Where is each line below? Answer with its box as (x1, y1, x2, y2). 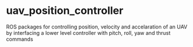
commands (6, 35, 34, 42)
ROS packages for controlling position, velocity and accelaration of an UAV (6, 23, 188, 30)
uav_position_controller (6, 4, 124, 17)
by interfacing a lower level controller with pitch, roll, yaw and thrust (6, 29, 171, 36)
